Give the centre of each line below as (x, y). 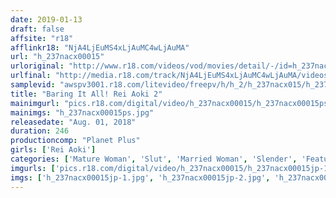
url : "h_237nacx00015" (57, 57)
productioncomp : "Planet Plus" (75, 141)
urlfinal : (31, 76)
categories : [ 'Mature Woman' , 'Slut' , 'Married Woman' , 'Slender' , (154, 159)
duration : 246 (40, 131)
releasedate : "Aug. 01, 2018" (73, 122)
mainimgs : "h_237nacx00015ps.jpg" (82, 112)
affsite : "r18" (42, 38)
